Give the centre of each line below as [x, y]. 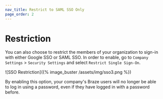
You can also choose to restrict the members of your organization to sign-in [82, 52]
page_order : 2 [20, 14]
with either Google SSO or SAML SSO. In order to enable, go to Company [77, 58]
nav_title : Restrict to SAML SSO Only [45, 10]
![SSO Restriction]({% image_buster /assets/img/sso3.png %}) [68, 72]
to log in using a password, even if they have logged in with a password [77, 87]
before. [13, 92]
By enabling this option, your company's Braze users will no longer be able [81, 82]
